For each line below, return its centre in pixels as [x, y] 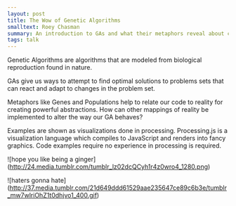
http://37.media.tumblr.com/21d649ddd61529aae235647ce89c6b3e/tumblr [118, 188]
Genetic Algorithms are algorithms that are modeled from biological [105, 60]
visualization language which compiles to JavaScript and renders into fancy [117, 139]
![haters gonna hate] [37, 181]
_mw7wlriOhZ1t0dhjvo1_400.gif [52, 195]
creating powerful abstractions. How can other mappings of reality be [108, 110]
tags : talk [23, 40]
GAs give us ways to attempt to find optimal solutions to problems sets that [116, 81]
